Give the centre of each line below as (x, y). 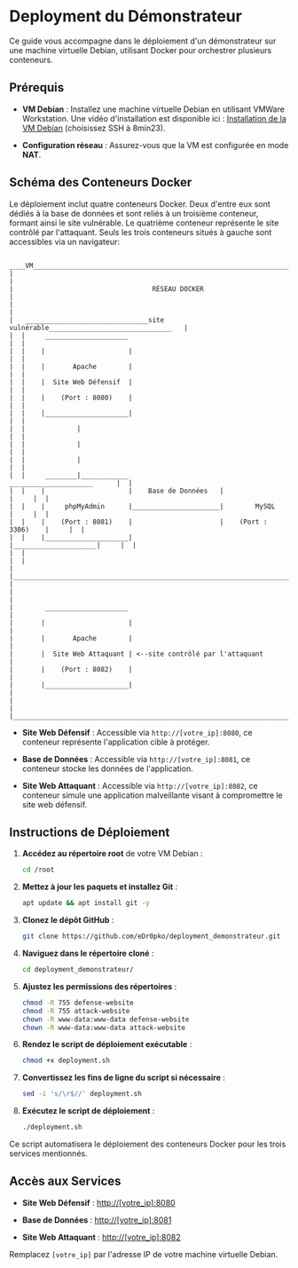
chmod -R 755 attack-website (76, 1011)
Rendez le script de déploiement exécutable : (107, 1044)
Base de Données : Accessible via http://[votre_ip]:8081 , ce (136, 759)
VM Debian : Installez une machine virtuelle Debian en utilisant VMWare (153, 109)
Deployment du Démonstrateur (125, 16)
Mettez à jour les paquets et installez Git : (100, 887)
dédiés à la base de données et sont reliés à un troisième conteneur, (134, 213)
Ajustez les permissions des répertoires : (99, 986)
